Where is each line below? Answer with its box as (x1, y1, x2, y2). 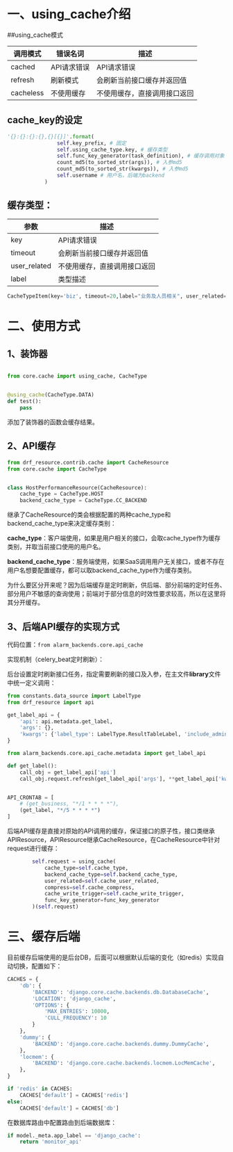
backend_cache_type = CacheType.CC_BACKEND (19, 497, 148, 504)
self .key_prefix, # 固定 (56, 140, 127, 147)
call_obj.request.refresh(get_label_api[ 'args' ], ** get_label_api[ (19, 775, 218, 782)
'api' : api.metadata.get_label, (19, 717, 113, 725)
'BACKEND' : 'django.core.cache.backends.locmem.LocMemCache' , (32, 1060, 216, 1067)
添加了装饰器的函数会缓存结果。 (7, 418, 98, 426)
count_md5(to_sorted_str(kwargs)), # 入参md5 (56, 165, 189, 172)
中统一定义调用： (7, 679, 56, 687)
